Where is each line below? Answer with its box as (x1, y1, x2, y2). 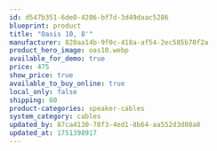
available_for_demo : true (9, 54, 105, 63)
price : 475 (9, 63, 50, 72)
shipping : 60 (9, 95, 58, 105)
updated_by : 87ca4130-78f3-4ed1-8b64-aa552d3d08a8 (9, 121, 201, 130)
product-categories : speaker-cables (9, 104, 145, 113)
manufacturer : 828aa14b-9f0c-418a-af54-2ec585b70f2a (9, 37, 209, 47)
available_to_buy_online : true (9, 79, 125, 88)
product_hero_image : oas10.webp (9, 46, 129, 55)
